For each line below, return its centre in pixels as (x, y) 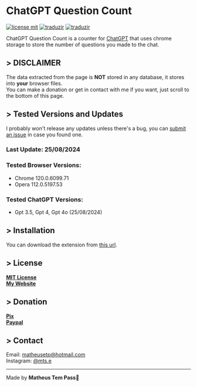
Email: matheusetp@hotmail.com (46, 355)
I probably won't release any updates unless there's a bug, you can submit (96, 128)
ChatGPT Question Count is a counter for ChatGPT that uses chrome (89, 38)
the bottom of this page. (35, 95)
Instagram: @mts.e (29, 361)
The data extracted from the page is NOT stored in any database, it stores (95, 77)
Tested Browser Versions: (44, 165)
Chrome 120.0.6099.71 (42, 178)
